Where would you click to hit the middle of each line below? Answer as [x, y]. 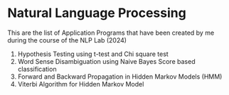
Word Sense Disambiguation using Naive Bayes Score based [106, 61]
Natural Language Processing [97, 13]
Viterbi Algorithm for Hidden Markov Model [81, 84]
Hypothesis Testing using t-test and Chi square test [93, 54]
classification [37, 69]
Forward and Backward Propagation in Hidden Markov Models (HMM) [120, 77]
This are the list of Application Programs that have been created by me [111, 33]
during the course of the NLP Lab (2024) [67, 40]
